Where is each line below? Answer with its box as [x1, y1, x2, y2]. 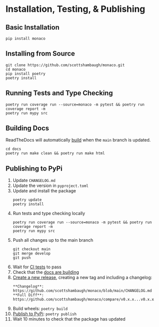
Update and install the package [12, 188, 76, 194]
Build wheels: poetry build [12, 306, 68, 312]
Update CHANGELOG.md [12, 178, 56, 183]
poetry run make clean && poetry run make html [5, 151, 105, 156]
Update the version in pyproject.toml [12, 182, 89, 188]
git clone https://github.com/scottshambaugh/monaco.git [5, 63, 125, 68]
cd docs [5, 146, 22, 151]
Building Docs [5, 124, 49, 133]
